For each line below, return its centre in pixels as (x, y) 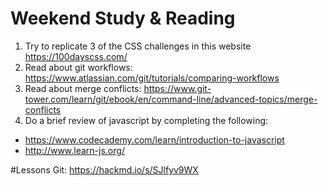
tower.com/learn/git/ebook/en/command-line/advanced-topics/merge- (171, 99)
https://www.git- (177, 88)
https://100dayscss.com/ (76, 56)
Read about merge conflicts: (83, 88)
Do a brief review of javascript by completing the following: (146, 120)
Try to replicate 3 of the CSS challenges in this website (138, 46)
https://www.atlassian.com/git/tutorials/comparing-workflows (152, 78)
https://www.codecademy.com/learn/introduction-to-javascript (154, 139)
